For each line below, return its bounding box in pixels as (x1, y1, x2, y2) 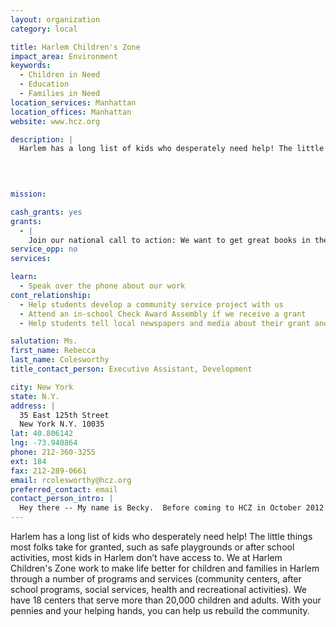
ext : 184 (10, 456, 47, 466)
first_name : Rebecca (10, 346, 97, 356)
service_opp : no (10, 244, 78, 255)
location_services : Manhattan (10, 97, 137, 108)
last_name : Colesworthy (10, 355, 110, 365)
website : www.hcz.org (10, 116, 101, 126)
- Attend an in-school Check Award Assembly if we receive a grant (19, 309, 307, 319)
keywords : (10, 61, 52, 71)
